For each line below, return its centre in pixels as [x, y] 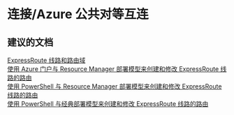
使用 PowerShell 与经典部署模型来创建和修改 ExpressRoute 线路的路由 [108, 104]
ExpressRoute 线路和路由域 [46, 60]
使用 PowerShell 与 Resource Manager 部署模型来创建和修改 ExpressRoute [115, 86]
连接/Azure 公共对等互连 [78, 14]
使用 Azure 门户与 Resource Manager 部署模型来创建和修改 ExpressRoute [113, 69]
